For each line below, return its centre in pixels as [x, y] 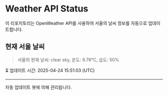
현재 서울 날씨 [25, 47]
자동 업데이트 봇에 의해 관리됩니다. [38, 87]
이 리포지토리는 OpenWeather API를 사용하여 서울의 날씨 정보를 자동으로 [76, 23]
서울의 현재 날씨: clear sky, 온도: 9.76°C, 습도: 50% [68, 59]
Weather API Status [47, 9]
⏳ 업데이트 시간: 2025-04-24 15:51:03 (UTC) [50, 70]
